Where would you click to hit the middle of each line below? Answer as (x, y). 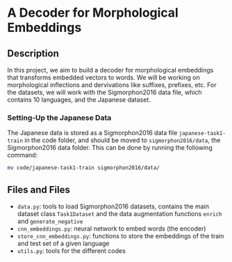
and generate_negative (50, 221)
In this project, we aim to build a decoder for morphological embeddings (110, 70)
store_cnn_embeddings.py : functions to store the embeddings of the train (121, 236)
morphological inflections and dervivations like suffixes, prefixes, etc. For (112, 85)
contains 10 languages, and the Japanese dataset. (79, 100)
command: (23, 155)
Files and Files (39, 190)
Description (33, 53)
